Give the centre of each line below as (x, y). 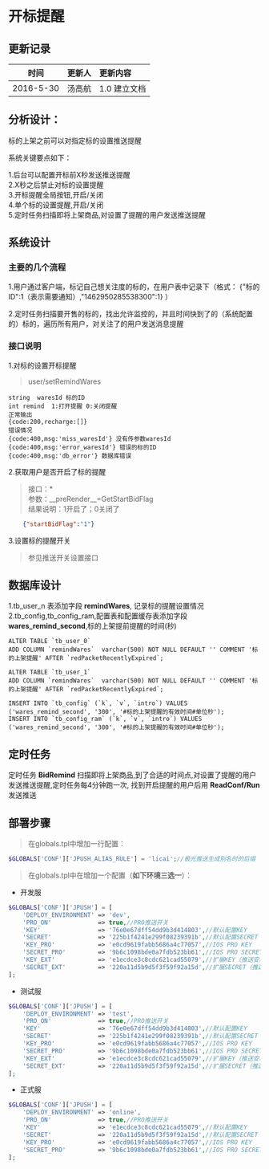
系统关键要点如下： (40, 157)
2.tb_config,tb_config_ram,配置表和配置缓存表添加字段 (98, 616)
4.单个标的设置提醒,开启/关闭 (56, 205)
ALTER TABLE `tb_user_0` (50, 642)
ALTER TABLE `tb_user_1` (50, 672)
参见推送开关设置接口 (63, 557)
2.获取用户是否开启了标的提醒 (57, 471)
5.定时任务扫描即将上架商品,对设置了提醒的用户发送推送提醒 (107, 214)
